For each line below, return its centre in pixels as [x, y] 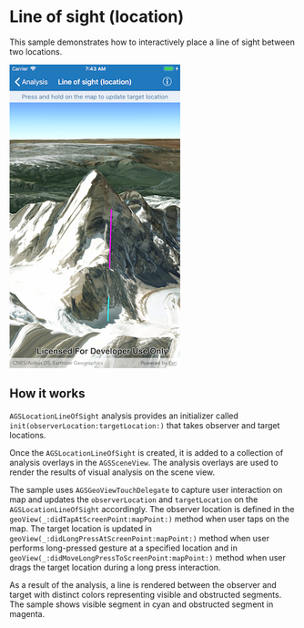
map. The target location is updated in [81, 528]
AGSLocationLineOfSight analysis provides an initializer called [124, 416]
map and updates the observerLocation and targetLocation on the [134, 499]
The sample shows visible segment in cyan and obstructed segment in [142, 604]
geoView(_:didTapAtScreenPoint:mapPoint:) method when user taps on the [149, 519]
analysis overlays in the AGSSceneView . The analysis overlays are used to [144, 462]
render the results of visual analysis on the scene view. [112, 472]
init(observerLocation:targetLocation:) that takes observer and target [145, 425]
